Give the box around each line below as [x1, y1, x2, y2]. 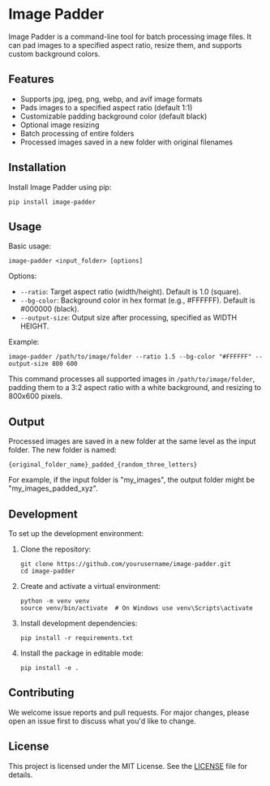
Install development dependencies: [19, 618, 138, 628]
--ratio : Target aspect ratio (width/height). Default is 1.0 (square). [19, 287, 242, 297]
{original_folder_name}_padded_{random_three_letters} [8, 461, 198, 469]
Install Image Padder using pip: [8, 182, 112, 191]
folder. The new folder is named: [8, 445, 118, 455]
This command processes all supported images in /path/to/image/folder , [8, 374, 255, 384]
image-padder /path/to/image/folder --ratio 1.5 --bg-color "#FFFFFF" [8, 353, 252, 361]
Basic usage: [8, 241, 52, 251]
